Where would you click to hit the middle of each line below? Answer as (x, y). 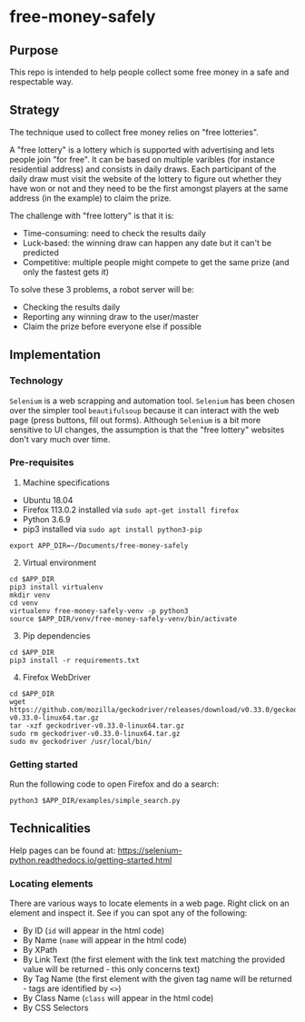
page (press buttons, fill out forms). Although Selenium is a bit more (135, 420)
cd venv (24, 603)
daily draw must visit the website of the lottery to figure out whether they (146, 178)
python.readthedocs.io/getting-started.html (91, 859)
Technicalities (50, 829)
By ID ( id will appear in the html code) (93, 931)
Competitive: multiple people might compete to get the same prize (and (156, 262)
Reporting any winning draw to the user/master (111, 316)
